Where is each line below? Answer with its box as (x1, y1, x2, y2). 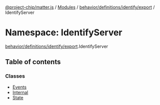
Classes (5, 73, 25, 80)
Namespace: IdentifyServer (5, 27, 123, 38)
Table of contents (5, 58, 61, 66)
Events (12, 84, 27, 90)
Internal (12, 89, 28, 95)
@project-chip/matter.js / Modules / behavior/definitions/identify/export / (5, 4, 155, 10)
